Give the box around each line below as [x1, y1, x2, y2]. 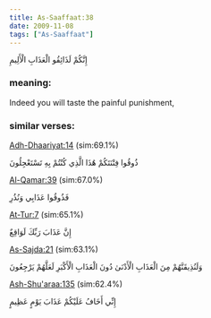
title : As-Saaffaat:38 [9, 13, 94, 22]
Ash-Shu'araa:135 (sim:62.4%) [9, 279, 123, 289]
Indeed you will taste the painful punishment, [9, 97, 175, 107]
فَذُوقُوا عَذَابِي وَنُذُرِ [9, 192, 70, 202]
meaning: [9, 77, 52, 90]
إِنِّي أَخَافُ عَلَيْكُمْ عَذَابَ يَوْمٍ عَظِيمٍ [9, 296, 116, 306]
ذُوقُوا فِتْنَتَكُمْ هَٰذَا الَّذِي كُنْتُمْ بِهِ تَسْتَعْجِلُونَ [9, 157, 139, 168]
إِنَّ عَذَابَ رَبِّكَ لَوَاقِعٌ [9, 226, 72, 237]
